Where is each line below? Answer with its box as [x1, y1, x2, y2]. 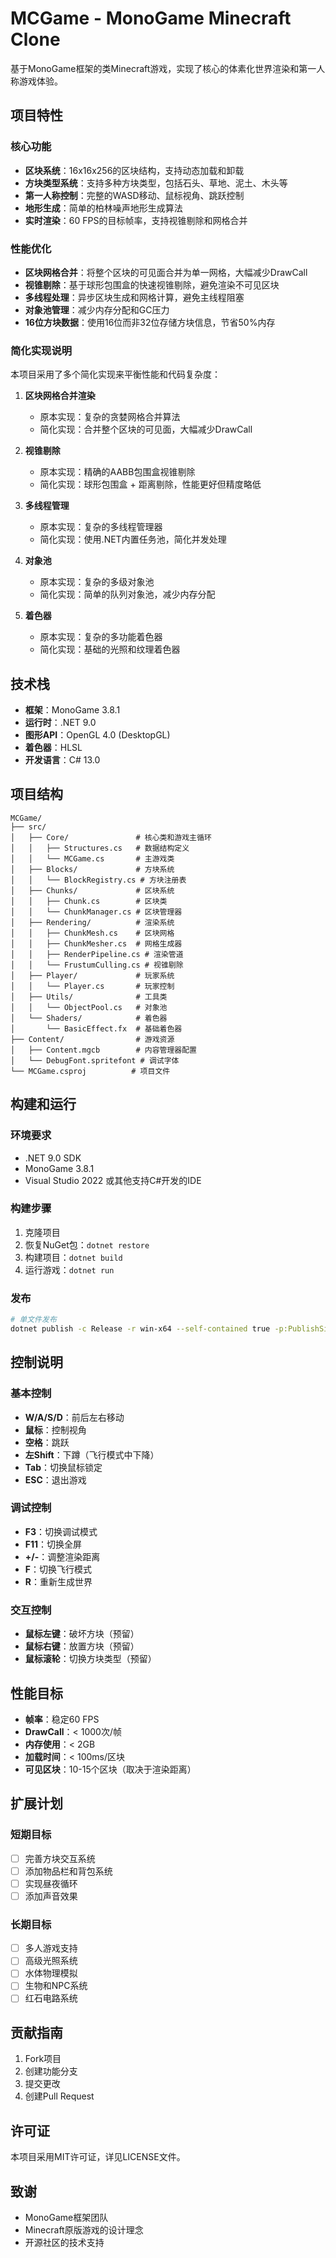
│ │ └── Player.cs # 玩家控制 [10, 981, 175, 991]
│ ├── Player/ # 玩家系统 [10, 970, 175, 981]
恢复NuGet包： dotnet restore [24, 1238, 150, 1251]
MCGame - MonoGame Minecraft [10, 7, 292, 30]
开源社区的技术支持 [24, 2236, 105, 2248]
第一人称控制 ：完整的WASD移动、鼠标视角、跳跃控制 [24, 189, 245, 201]
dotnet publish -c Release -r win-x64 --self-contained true [10, 1324, 271, 1334]
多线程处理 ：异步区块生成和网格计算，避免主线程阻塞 [24, 291, 245, 303]
